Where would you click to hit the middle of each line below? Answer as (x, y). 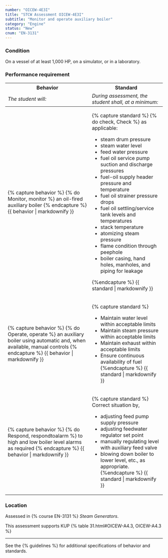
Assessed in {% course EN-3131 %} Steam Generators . (62, 516)
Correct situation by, (116, 405)
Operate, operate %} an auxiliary (46, 334)
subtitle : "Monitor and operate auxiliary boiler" (59, 19)
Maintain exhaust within (128, 343)
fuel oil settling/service (127, 208)
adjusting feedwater (124, 429)
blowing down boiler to (127, 454)
